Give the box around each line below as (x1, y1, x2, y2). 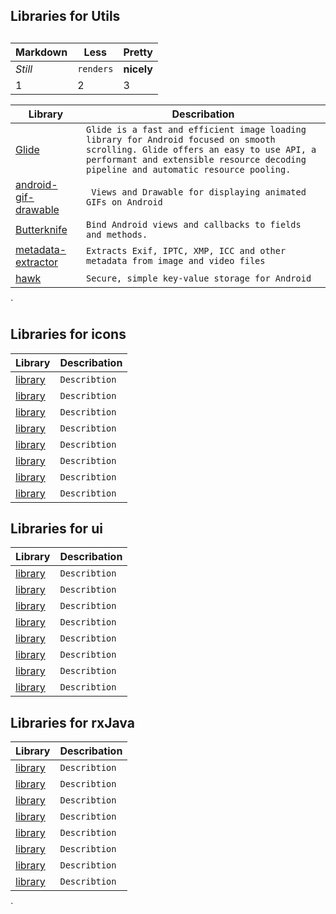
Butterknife (15, 222, 68, 236)
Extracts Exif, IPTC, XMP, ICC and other (85, 245, 287, 256)
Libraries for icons (10, 326, 127, 343)
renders (77, 63, 114, 74)
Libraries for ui (10, 520, 103, 537)
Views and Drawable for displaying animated (91, 186, 307, 198)
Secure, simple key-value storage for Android (85, 272, 312, 284)
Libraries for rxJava (10, 714, 135, 731)
